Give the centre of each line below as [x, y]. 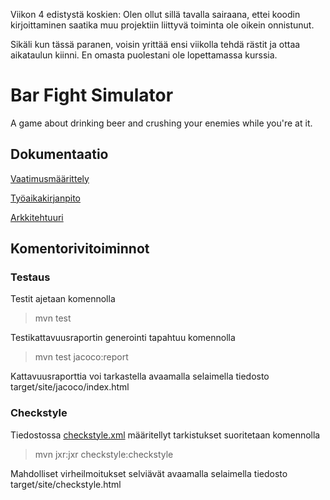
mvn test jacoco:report [81, 357]
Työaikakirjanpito [45, 198]
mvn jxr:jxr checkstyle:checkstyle [104, 454]
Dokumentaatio [59, 154]
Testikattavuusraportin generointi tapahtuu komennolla [123, 338]
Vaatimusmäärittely [50, 178]
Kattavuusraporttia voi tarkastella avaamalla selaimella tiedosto [140, 376]
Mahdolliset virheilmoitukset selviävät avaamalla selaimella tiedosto [149, 473]
